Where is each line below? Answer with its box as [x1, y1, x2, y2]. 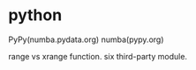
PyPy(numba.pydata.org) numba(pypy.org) [8, 34, 164, 45]
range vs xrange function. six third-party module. [8, 51, 187, 61]
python [8, 5, 63, 25]
